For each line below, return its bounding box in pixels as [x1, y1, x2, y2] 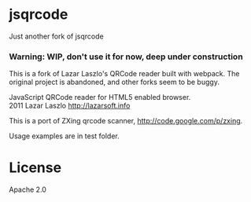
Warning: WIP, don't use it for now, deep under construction [9, 51, 243, 62]
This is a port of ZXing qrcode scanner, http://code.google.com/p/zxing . [9, 116, 243, 126]
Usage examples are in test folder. [9, 131, 120, 141]
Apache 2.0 [9, 185, 46, 194]
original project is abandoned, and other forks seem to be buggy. [9, 77, 220, 87]
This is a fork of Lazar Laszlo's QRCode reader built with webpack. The [9, 69, 240, 79]
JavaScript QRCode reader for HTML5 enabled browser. [9, 93, 191, 102]
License [9, 159, 62, 177]
